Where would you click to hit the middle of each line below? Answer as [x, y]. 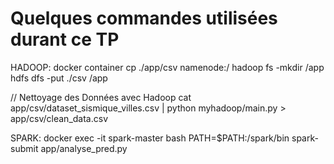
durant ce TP [65, 39]
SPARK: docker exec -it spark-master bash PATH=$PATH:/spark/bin [150, 138]
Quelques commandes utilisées [144, 18]
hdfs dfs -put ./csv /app [59, 78]
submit [24, 148]
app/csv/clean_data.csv [59, 118]
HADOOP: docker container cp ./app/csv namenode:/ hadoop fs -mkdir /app [167, 67]
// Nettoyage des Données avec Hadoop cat [101, 97]
